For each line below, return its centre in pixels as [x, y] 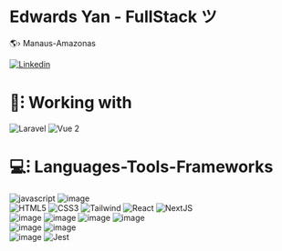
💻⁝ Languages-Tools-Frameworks [141, 167]
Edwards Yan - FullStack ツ [113, 17]
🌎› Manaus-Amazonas [52, 43]
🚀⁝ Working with [71, 103]
